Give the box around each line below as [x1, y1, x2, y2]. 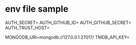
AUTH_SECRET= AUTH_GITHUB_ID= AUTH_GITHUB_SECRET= [5, 20, 132, 25]
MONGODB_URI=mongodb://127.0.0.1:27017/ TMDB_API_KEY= [5, 34, 130, 40]
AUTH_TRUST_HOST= [5, 24, 50, 30]
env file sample [5, 3, 68, 15]
